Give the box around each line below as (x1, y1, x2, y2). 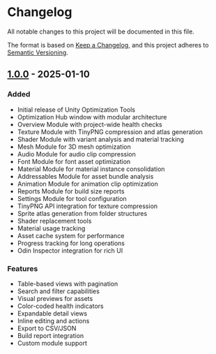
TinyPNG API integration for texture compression (17, 202, 158, 210)
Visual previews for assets (17, 294, 93, 302)
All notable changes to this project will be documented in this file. (7, 27, 195, 36)
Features (7, 263, 38, 273)
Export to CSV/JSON (17, 324, 77, 332)
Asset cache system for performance (17, 231, 125, 239)
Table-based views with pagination (17, 279, 118, 288)
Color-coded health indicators (17, 302, 104, 310)
